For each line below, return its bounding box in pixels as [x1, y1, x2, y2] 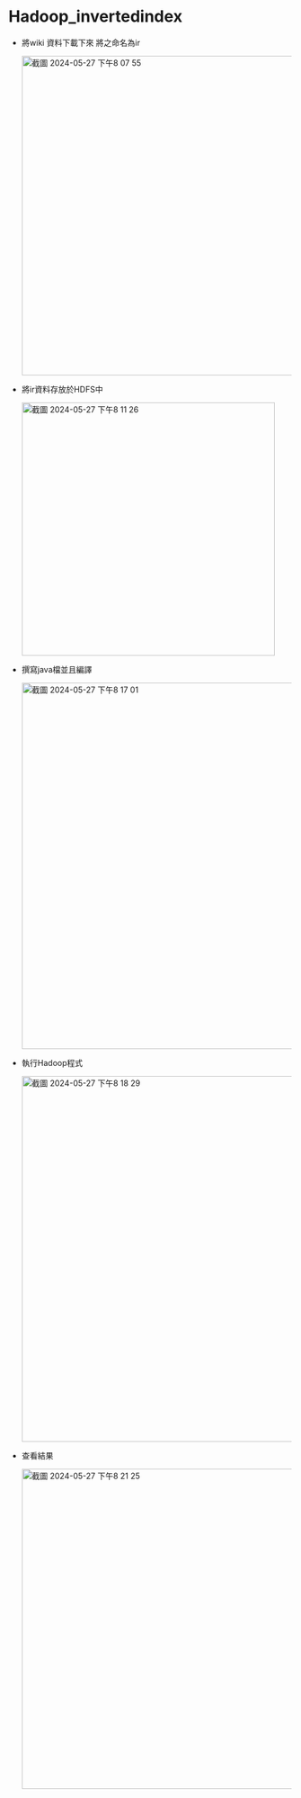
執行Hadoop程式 [21, 1057, 83, 1068]
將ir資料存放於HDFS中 [21, 384, 104, 394]
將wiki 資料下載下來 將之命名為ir [21, 37, 141, 48]
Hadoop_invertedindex [8, 6, 183, 27]
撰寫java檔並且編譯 [21, 664, 93, 674]
